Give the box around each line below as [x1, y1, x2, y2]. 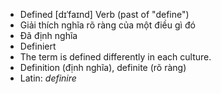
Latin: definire [19, 72, 77, 84]
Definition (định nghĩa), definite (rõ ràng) [19, 62, 187, 73]
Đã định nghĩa [19, 30, 78, 41]
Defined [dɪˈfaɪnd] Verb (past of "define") [19, 9, 190, 20]
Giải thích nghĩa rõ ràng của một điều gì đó [19, 19, 196, 31]
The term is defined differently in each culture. [19, 51, 212, 63]
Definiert [19, 40, 57, 52]
